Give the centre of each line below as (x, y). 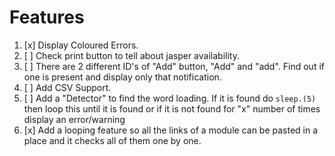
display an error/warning (74, 119)
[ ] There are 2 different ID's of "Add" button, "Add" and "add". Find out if (174, 66)
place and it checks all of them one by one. (112, 140)
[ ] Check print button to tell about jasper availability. (131, 55)
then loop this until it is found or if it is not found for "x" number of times (172, 108)
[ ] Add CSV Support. (67, 87)
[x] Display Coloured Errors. (81, 45)
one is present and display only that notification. (122, 77)
